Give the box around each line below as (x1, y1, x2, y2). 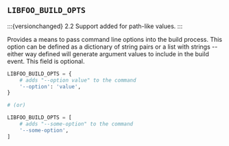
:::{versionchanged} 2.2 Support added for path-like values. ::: (7, 22, 183, 30)
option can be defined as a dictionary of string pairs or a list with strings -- (7, 42, 218, 51)
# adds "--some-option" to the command (19, 121, 134, 127)
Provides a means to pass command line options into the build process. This (7, 35, 223, 43)
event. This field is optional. (7, 57, 85, 65)
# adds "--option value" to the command (19, 77, 136, 84)
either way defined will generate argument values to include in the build (7, 49, 209, 58)
